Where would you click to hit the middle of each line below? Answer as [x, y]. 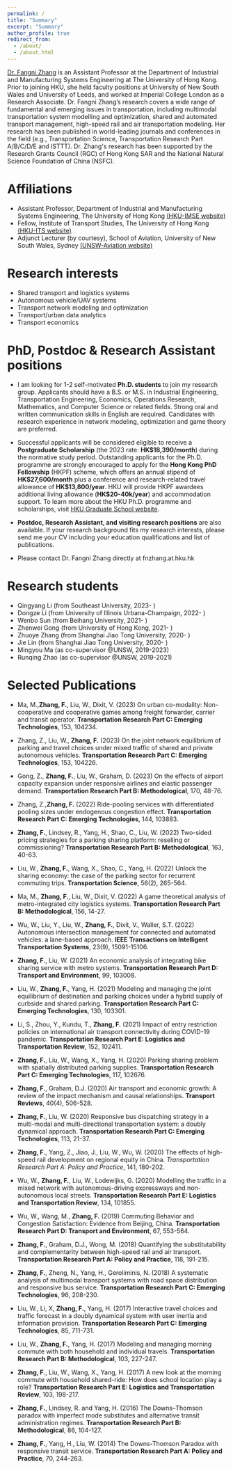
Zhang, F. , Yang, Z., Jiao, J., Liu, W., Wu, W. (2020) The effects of [112, 1152]
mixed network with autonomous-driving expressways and [101, 1188]
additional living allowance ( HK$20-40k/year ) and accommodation [114, 494]
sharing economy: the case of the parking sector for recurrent [106, 875]
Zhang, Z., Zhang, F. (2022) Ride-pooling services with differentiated [115, 804]
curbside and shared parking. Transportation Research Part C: [108, 1003]
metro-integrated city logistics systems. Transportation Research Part [119, 904]
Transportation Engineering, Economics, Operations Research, [107, 399]
